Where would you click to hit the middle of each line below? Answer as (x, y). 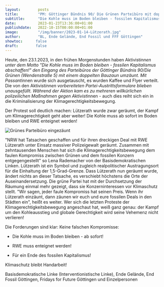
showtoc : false (26, 41)
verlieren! (15, 217)
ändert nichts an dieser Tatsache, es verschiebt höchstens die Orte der (76, 176)
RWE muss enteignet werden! (42, 246)
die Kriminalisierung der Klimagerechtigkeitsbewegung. (61, 101)
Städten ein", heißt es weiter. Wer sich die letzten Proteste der (67, 202)
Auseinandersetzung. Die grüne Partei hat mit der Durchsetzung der (73, 181)
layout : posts (27, 10)
